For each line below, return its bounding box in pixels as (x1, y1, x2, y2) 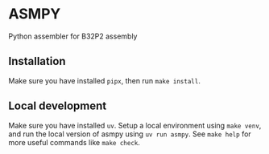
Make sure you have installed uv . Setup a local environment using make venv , (8, 120, 262, 130)
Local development (8, 99, 107, 113)
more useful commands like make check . (8, 137, 141, 147)
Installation (8, 55, 66, 68)
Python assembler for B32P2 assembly (8, 31, 138, 41)
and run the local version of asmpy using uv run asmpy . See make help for (8, 129, 251, 139)
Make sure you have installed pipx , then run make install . (8, 75, 201, 85)
